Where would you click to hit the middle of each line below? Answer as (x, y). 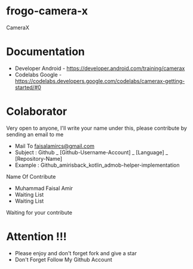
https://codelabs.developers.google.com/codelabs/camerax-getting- (100, 81)
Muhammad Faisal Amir (44, 188)
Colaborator (37, 111)
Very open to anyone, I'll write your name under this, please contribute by (96, 128)
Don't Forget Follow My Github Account (63, 259)
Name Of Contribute (31, 176)
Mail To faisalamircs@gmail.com (54, 146)
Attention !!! (36, 237)
